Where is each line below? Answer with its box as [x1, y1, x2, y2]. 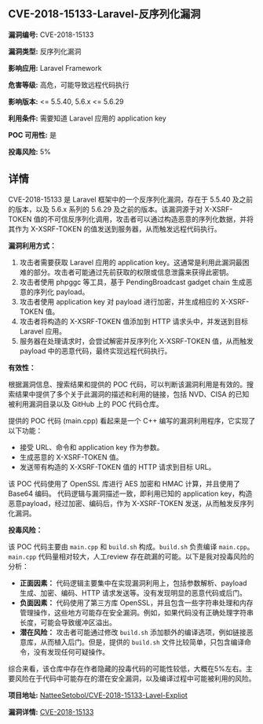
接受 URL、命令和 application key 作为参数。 [19, 442, 164, 452]
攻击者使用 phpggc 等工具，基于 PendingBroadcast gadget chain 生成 [19, 277, 246, 286]
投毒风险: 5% [8, 146, 51, 156]
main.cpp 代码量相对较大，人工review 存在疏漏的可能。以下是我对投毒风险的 [8, 552, 254, 561]
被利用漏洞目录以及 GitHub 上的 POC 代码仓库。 [8, 399, 163, 408]
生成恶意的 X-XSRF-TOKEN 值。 [19, 452, 123, 462]
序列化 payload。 [33, 286, 89, 297]
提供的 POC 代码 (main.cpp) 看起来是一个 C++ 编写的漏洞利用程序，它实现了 [8, 416, 256, 425]
